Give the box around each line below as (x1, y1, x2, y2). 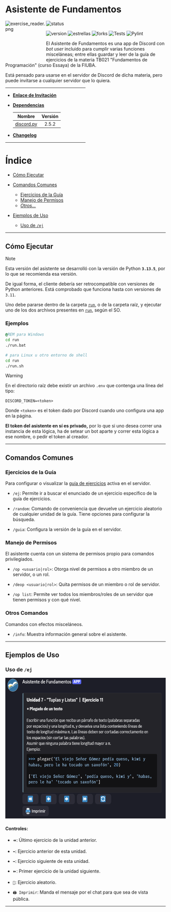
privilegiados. (5, 556, 34, 562)
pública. (12, 896, 30, 902)
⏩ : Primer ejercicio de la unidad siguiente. (12, 868, 101, 874)
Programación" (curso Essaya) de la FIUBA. (5, 62, 97, 68)
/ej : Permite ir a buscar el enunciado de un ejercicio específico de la (12, 490, 157, 497)
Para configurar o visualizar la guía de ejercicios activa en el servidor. (5, 480, 151, 486)
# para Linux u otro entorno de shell (5, 352, 88, 358)
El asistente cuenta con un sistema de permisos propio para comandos (5, 551, 154, 557)
